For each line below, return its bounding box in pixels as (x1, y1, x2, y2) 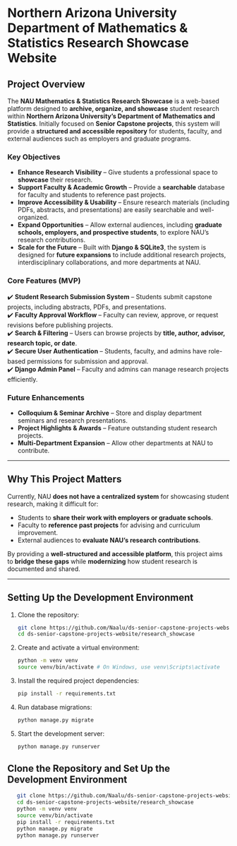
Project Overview (7, 78, 85, 90)
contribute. (17, 446, 50, 454)
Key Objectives (7, 152, 61, 162)
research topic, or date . (7, 339, 78, 347)
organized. (17, 213, 49, 222)
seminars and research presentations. (17, 416, 128, 425)
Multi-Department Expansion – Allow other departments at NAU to (17, 438, 214, 447)
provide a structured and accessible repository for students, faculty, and (7, 127, 222, 135)
